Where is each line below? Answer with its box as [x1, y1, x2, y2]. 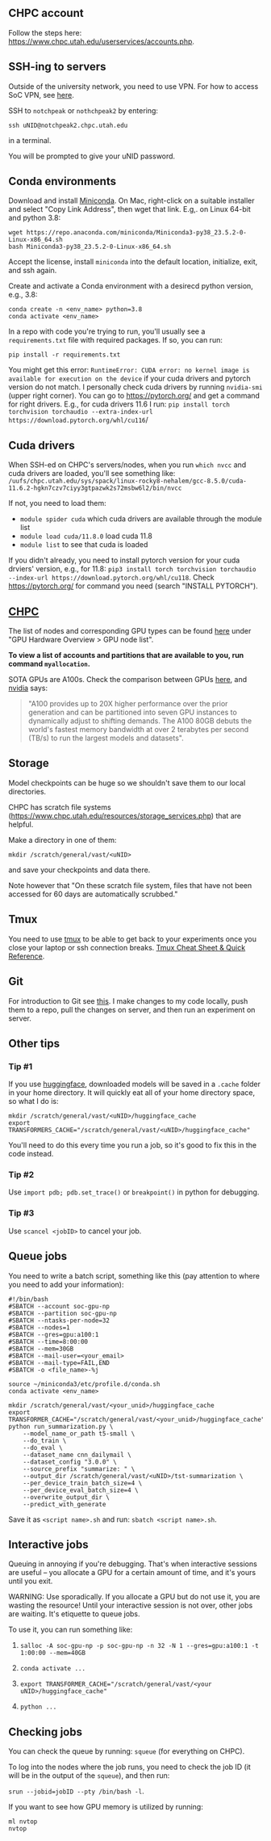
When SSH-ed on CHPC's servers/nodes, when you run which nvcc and [8, 460, 247, 470]
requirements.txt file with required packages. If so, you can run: [8, 335, 223, 345]
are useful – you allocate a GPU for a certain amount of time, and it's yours [8, 1568, 256, 1578]
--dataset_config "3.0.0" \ [23, 1458, 117, 1466]
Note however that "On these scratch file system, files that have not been [8, 880, 252, 890]
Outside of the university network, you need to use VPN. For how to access [8, 81, 259, 91]
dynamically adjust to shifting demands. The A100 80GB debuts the [27, 716, 252, 726]
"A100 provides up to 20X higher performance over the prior [27, 699, 228, 709]
